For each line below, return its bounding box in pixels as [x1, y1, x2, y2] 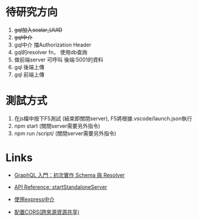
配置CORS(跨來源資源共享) [14, 208, 79, 215]
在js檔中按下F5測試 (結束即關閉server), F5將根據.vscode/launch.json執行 [14, 114, 192, 122]
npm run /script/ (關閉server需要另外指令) [14, 129, 117, 137]
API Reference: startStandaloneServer [14, 183, 107, 191]
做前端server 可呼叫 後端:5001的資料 [14, 56, 104, 63]
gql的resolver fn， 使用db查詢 [14, 48, 88, 55]
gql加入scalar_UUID [14, 26, 63, 33]
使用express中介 [14, 195, 55, 203]
